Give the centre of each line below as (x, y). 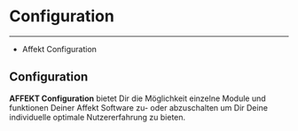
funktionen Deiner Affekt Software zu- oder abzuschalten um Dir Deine (139, 107)
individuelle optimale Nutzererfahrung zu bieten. (98, 117)
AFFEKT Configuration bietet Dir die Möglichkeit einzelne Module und (137, 98)
